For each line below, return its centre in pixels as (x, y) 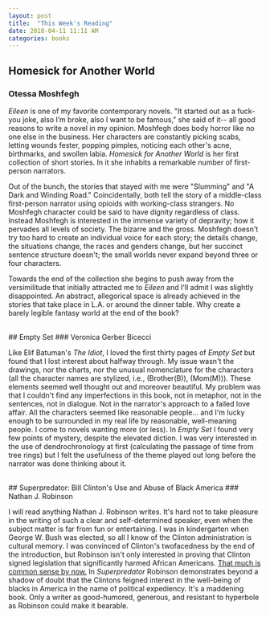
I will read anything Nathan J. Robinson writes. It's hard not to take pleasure (133, 512)
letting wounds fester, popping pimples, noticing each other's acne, (120, 145)
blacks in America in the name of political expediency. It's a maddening (126, 588)
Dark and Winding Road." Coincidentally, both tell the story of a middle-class (135, 194)
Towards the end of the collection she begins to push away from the (121, 279)
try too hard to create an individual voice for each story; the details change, (133, 237)
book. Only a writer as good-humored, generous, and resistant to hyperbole (134, 597)
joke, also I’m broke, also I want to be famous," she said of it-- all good (139, 119)
